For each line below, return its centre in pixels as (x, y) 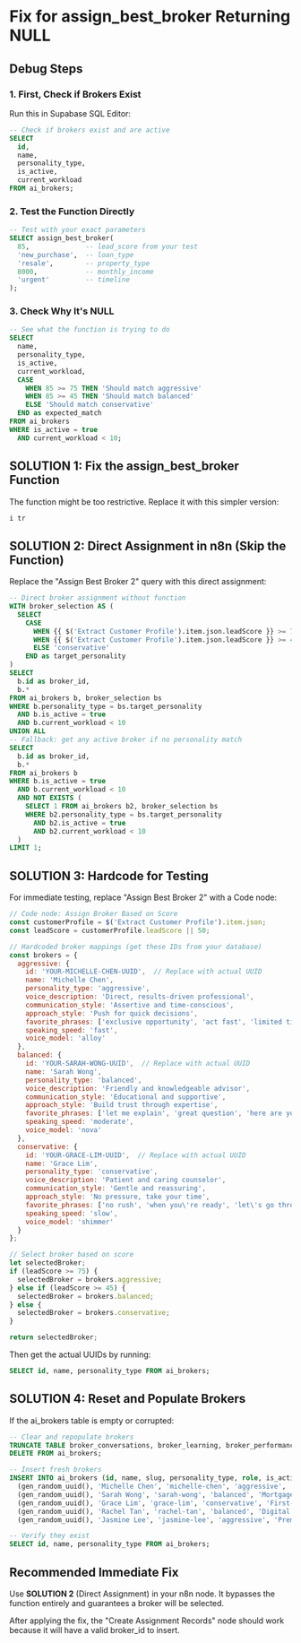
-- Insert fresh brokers (56, 1470)
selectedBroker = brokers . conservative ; (94, 1313)
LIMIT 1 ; (26, 848)
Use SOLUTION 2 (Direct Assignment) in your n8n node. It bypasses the (142, 1594)
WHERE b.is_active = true (57, 782)
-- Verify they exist (50, 1536)
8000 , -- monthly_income (86, 272)
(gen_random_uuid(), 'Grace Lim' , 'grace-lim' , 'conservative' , (140, 1503)
